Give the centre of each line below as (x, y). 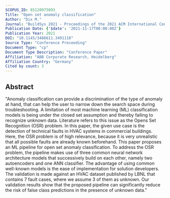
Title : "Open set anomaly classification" (51, 15)
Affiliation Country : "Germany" (39, 62)
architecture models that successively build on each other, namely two (79, 158)
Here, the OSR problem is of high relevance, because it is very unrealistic (81, 136)
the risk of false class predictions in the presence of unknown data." (76, 190)
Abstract (19, 87)
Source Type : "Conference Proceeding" (46, 43)
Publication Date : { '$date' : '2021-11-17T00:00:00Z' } (63, 29)
